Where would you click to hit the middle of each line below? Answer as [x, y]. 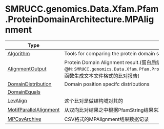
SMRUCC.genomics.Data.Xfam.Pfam [82, 9]
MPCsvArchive [24, 119]
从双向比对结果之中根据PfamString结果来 [111, 110]
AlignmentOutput [27, 68]
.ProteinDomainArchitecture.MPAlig [80, 19]
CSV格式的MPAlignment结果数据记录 [106, 119]
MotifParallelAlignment [34, 109]
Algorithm [19, 53]
